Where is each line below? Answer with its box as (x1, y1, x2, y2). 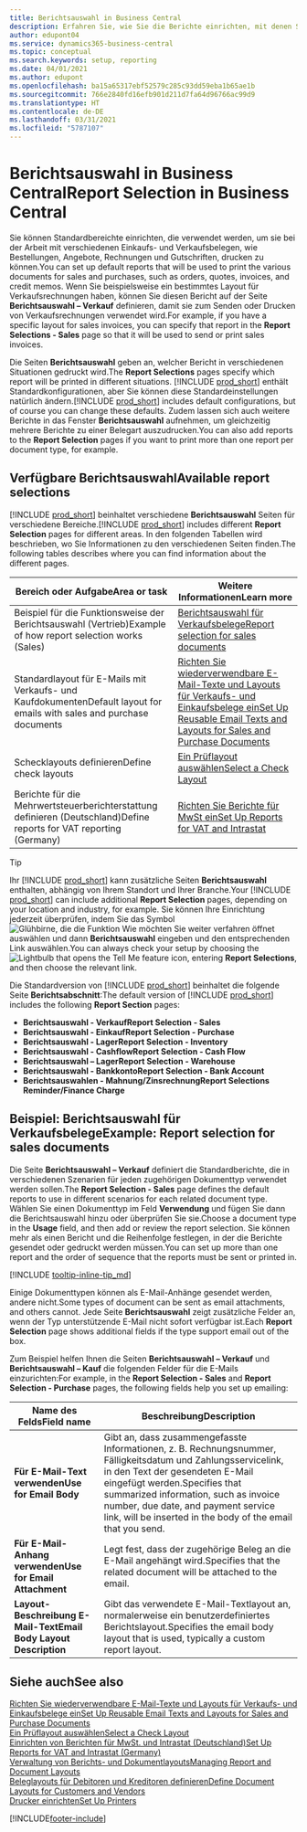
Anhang (14, 1548, 50, 1561)
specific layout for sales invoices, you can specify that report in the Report (9, 319, 291, 330)
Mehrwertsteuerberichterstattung (14, 799, 158, 811)
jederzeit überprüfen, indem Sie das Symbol (9, 913, 175, 924)
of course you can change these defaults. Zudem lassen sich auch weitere (9, 405, 291, 416)
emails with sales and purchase (14, 706, 149, 719)
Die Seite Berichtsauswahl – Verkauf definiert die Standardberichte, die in (9, 1164, 290, 1175)
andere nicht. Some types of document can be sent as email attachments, (9, 1297, 286, 1308)
